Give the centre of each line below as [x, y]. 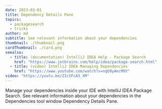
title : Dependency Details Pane [39, 15]
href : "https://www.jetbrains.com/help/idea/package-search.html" [86, 62]
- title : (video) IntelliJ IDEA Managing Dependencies [69, 66]
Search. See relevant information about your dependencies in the [73, 96]
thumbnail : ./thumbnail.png [35, 43]
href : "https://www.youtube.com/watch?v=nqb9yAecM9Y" [72, 71]
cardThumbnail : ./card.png [34, 48]
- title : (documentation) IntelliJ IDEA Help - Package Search [78, 57]
